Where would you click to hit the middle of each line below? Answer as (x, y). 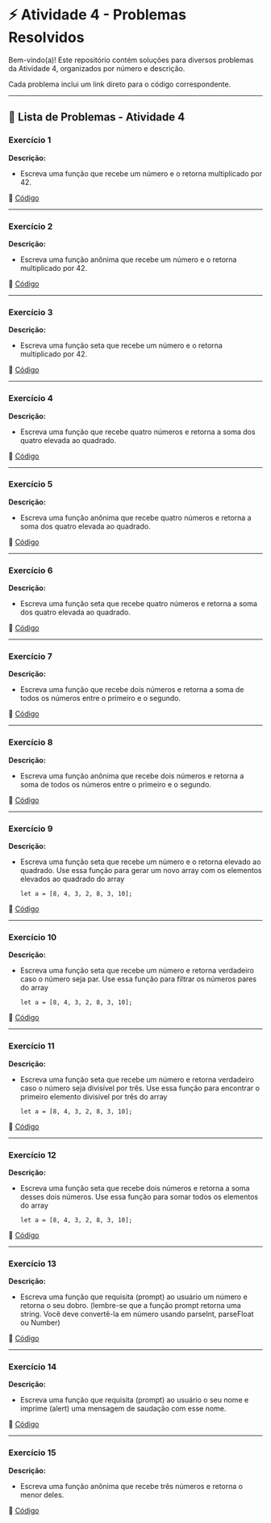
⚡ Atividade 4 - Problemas (98, 15)
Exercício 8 (31, 742)
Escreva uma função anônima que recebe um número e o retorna (128, 259)
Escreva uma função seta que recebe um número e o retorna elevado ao (140, 862)
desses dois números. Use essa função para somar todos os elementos (139, 1196)
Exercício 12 (32, 1154)
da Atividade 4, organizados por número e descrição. (97, 68)
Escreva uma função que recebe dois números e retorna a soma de (132, 690)
